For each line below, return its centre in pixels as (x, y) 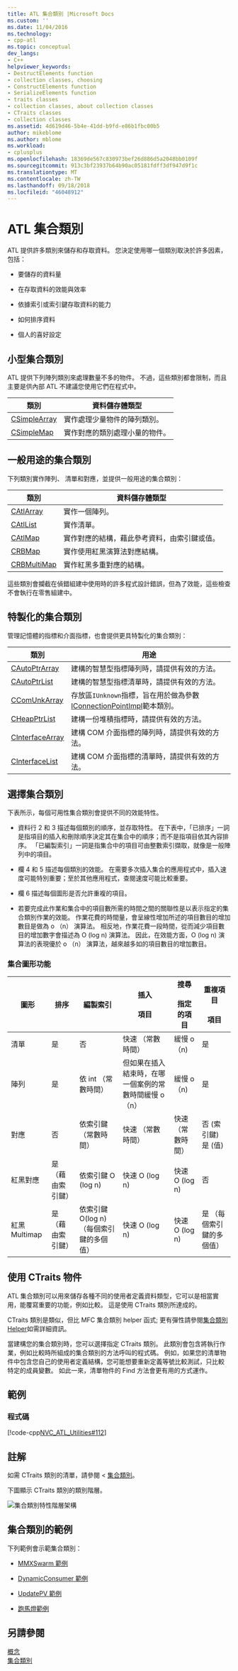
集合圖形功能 (29, 964)
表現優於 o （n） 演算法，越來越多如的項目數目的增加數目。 (124, 944)
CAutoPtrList (32, 681)
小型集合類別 (35, 359)
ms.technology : (30, 34)
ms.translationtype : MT (42, 172)
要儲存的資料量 (39, 275)
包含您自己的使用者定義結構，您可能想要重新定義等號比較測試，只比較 (122, 1361)
